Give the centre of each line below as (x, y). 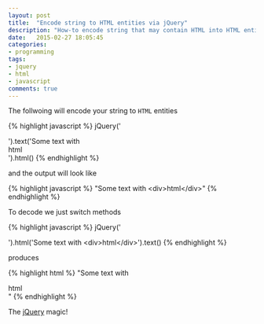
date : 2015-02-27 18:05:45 (56, 37)
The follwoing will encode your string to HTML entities (93, 111)
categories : (27, 45)
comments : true (33, 88)
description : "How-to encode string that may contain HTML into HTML (125, 30)
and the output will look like (52, 173)
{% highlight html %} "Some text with (69, 273)
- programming (31, 52)
